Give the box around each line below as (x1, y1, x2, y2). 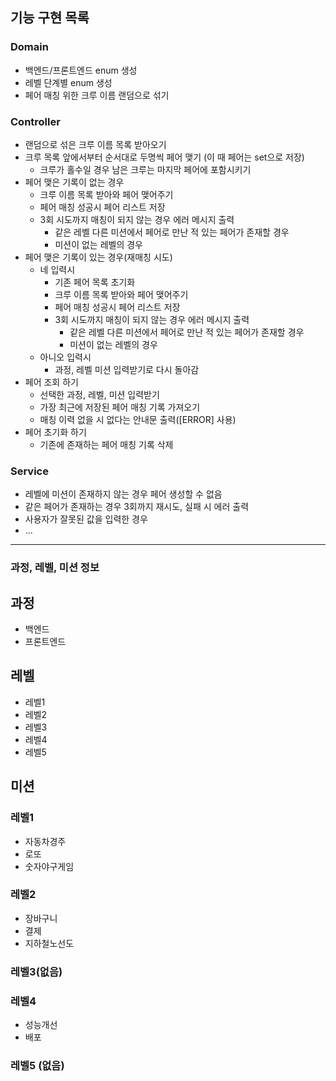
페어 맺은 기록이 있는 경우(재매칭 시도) (24, 251, 173, 263)
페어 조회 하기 (24, 376, 79, 388)
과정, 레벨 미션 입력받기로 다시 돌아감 (54, 363, 200, 375)
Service (10, 464, 49, 478)
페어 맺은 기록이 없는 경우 (24, 176, 125, 188)
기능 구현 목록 (10, 9, 90, 27)
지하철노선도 (24, 937, 75, 949)
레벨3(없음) (10, 964, 63, 978)
